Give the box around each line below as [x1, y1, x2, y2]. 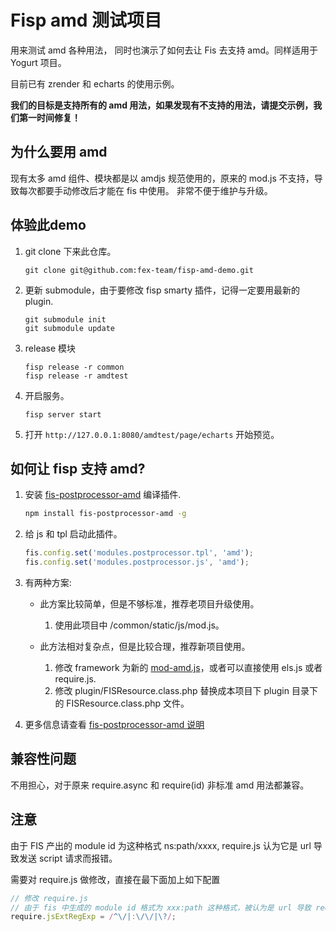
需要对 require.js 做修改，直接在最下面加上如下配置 [10, 873, 221, 885]
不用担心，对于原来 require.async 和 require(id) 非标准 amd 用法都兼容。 [10, 779, 310, 791]
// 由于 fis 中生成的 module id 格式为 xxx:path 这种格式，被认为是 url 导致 [10, 902, 312, 913]
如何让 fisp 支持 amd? [10, 460, 146, 477]
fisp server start [24, 409, 102, 420]
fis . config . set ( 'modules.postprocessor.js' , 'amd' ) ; [24, 557, 250, 568]
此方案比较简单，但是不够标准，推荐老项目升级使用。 [39, 598, 260, 610]
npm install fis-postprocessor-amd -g [24, 509, 187, 519]
